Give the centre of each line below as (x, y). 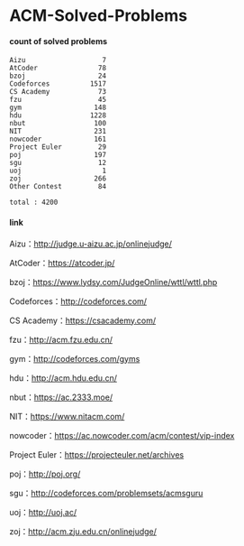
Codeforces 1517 (58, 84)
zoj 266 (58, 179)
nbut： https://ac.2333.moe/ (61, 397)
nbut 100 (58, 124)
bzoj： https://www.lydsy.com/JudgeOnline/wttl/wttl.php (113, 282)
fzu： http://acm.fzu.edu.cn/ (61, 339)
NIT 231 (58, 132)
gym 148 (58, 108)
